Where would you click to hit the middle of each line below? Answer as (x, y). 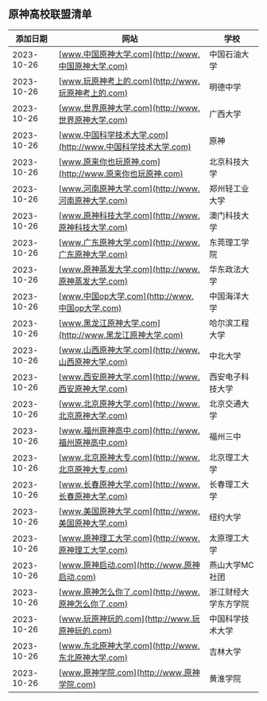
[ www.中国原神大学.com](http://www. (129, 54)
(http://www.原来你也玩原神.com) (121, 174)
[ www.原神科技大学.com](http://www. (129, 215)
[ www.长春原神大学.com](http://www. (129, 484)
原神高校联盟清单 (50, 14)
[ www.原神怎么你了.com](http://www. (129, 592)
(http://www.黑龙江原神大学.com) (121, 335)
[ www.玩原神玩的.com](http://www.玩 (129, 618)
